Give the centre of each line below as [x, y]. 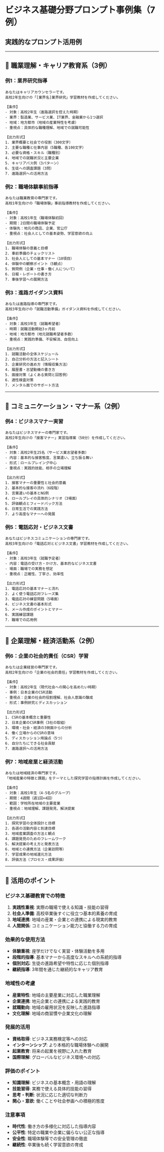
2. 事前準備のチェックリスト [30, 253]
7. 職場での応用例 [21, 620]
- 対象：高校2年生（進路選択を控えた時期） [43, 112]
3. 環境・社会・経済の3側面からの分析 [39, 728]
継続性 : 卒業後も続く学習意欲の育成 [48, 1145]
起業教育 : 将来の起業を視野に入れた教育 [52, 1051]
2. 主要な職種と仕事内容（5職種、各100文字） [46, 147]
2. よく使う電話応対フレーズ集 [32, 594]
